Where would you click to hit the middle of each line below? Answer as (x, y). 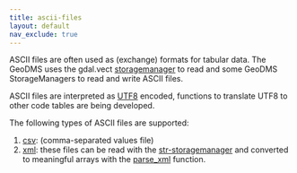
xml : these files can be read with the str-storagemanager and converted (155, 150)
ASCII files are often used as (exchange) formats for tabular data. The (138, 60)
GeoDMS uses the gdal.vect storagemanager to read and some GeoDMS (144, 69)
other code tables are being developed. (82, 106)
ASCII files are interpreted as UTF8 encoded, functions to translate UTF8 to (148, 96)
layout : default (39, 26)
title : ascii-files (46, 17)
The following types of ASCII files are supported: (100, 123)
